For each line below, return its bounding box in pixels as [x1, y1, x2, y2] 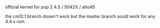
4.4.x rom [5, 19, 25, 24]
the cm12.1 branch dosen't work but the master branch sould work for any [5, 14, 156, 19]
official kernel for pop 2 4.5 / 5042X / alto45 [5, 4, 95, 10]
